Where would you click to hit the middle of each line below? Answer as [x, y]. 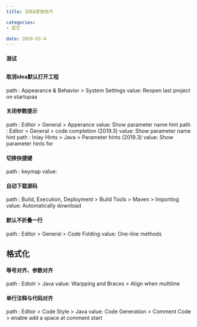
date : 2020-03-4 [26, 39]
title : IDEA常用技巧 [30, 12]
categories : [21, 22]
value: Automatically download [44, 206]
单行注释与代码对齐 [30, 298]
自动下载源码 [22, 185]
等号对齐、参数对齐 [30, 270]
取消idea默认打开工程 [33, 77]
